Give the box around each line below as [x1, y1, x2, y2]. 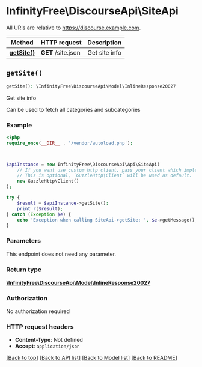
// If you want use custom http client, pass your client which [17, 167, 182, 173]
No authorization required [6, 308, 70, 315]
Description [87, 38, 122, 46]
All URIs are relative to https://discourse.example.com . [6, 24, 141, 31]
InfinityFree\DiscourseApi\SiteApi [6, 4, 179, 18]
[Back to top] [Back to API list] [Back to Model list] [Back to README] [6, 354, 177, 362]
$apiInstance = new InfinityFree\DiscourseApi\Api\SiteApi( [6, 161, 161, 168]
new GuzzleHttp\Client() [17, 178, 79, 184]
